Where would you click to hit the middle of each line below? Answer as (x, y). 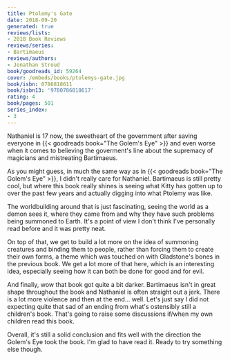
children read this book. (41, 321)
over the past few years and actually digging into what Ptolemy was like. (110, 193)
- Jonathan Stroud (33, 65)
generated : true (30, 26)
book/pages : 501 (30, 103)
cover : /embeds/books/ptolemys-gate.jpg (66, 78)
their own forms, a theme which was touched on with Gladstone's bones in (113, 257)
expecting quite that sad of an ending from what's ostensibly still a (102, 306)
